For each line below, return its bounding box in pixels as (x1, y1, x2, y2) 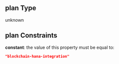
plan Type (5, 4, 37, 12)
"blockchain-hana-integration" (5, 54, 70, 59)
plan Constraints (5, 32, 58, 40)
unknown (5, 17, 24, 23)
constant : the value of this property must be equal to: (5, 44, 115, 50)
